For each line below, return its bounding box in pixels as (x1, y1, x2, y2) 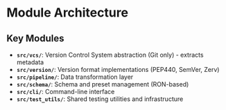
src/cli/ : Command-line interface (16, 88, 115, 95)
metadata (16, 58, 44, 66)
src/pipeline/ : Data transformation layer (16, 73, 134, 81)
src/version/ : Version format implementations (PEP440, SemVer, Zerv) (16, 66, 220, 73)
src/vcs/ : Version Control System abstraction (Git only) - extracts (16, 51, 204, 59)
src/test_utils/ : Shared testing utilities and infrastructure (16, 95, 184, 103)
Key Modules (6, 33, 64, 44)
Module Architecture (6, 5, 129, 21)
